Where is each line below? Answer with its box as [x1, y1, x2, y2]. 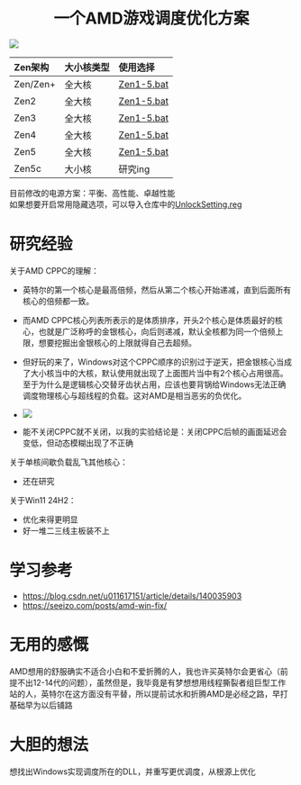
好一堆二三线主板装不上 [22, 525, 110, 536]
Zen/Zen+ [14, 77, 56, 90]
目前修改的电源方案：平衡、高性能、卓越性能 [9, 187, 176, 198]
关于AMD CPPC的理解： [9, 265, 99, 275]
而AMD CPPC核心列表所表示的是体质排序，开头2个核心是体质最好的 [22, 314, 276, 325]
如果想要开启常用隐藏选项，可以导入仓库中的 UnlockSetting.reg [9, 199, 242, 210]
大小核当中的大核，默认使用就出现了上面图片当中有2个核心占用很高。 [30, 367, 288, 378]
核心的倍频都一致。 [22, 295, 95, 306]
